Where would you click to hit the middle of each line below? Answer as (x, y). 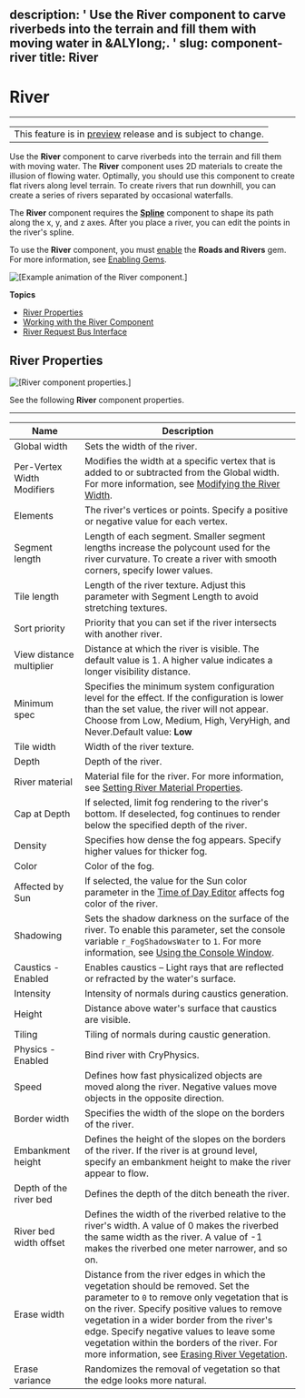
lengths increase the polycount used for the (177, 548)
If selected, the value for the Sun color (166, 881)
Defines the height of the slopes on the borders (185, 1140)
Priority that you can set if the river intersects (181, 623)
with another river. (124, 634)
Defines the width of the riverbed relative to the (185, 1214)
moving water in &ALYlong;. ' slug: (109, 43)
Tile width (35, 747)
